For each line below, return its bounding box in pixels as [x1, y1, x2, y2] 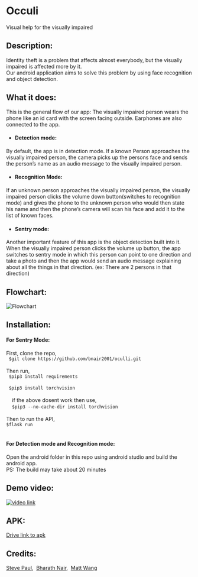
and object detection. [6, 75, 58, 82]
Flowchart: [6, 287, 47, 297]
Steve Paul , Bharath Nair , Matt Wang [6, 565, 98, 572]
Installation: [6, 320, 51, 330]
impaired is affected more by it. [6, 63, 82, 70]
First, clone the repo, [6, 349, 57, 356]
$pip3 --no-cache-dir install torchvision [11, 404, 118, 410]
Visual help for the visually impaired [6, 24, 93, 31]
